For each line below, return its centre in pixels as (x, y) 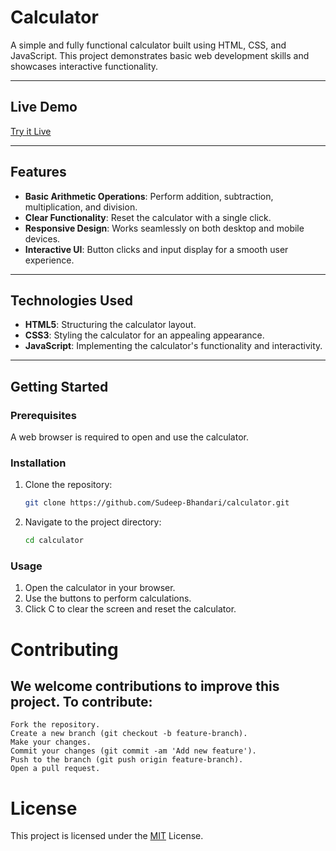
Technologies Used (71, 300)
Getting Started (59, 386)
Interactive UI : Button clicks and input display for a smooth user (156, 249)
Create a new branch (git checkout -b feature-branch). (129, 734)
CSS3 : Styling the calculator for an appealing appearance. (144, 335)
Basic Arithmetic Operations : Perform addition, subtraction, (149, 196)
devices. (42, 238)
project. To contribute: (81, 701)
